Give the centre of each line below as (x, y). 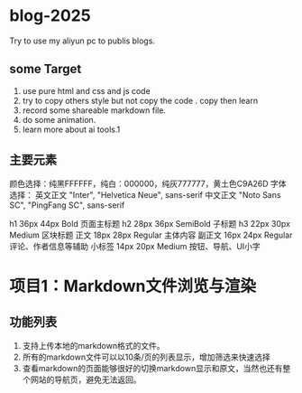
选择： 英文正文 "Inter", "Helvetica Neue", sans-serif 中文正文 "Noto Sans (145, 194)
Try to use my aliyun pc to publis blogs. (82, 41)
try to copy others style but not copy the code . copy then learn (140, 100)
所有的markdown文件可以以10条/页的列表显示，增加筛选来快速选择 (146, 357)
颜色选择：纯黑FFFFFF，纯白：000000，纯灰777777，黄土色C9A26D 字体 (148, 183)
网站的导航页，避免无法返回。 (86, 379)
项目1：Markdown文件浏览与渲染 (133, 286)
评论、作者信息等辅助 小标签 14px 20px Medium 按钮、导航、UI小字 (135, 246)
